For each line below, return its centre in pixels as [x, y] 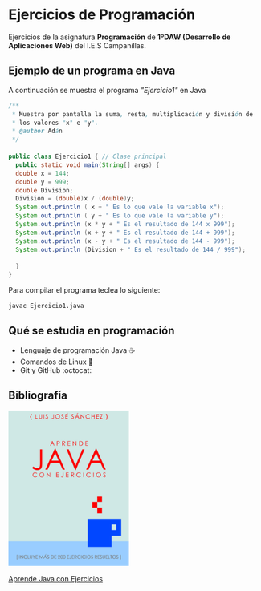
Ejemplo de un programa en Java [92, 71]
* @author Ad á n [37, 131]
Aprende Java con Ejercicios [55, 579]
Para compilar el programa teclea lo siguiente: [84, 290]
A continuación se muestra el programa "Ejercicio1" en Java [107, 90]
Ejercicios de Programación [102, 15]
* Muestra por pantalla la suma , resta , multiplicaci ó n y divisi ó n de [132, 114]
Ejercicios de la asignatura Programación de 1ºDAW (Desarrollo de [120, 37]
